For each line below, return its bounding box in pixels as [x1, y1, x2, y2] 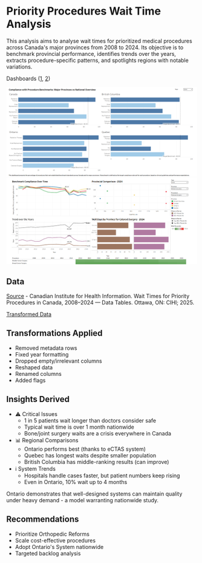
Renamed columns [15, 370, 62, 377]
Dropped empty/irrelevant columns [15, 357, 102, 364]
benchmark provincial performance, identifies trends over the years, [6, 50, 177, 57]
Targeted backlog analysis [15, 550, 81, 557]
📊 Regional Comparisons [15, 436, 79, 444]
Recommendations [6, 514, 79, 525]
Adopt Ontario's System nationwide [15, 543, 104, 550]
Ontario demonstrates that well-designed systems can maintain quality [6, 490, 183, 497]
